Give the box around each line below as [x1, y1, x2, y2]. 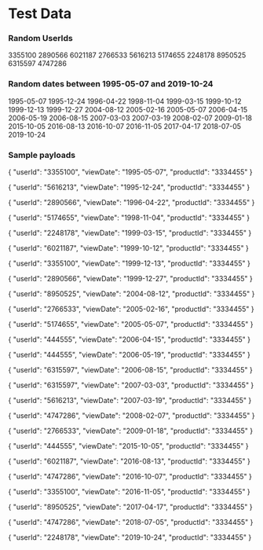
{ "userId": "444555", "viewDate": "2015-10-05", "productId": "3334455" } [8, 442, 249, 451]
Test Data [8, 5, 72, 23]
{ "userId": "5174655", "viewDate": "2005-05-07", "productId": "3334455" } [8, 320, 254, 329]
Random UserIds [8, 33, 73, 44]
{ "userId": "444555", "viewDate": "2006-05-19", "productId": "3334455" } [8, 350, 251, 360]
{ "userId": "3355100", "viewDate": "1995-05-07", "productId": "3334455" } [8, 167, 253, 177]
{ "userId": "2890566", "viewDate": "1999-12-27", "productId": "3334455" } [8, 274, 253, 284]
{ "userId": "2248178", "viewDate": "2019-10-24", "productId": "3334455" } [8, 533, 252, 542]
